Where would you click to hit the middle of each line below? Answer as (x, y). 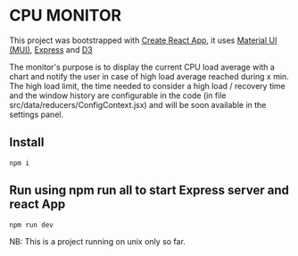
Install (27, 142)
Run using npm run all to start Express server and (149, 190)
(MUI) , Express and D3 (51, 49)
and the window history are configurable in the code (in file (118, 95)
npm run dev (31, 225)
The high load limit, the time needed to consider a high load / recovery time (147, 86)
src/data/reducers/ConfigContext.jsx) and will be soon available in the (138, 104)
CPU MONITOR (66, 16)
